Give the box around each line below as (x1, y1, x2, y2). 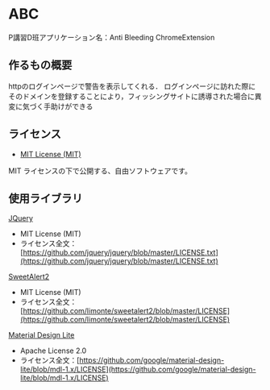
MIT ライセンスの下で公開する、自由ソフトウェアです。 (8, 166, 192, 176)
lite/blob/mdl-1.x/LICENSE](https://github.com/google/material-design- (19, 364, 256, 375)
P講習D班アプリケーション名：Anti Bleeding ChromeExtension (8, 32, 215, 42)
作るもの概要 (8, 58, 73, 73)
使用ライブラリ (8, 191, 83, 205)
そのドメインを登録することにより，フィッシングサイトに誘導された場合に (8, 91, 255, 101)
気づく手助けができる (22, 102, 93, 111)
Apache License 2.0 (19, 346, 87, 355)
